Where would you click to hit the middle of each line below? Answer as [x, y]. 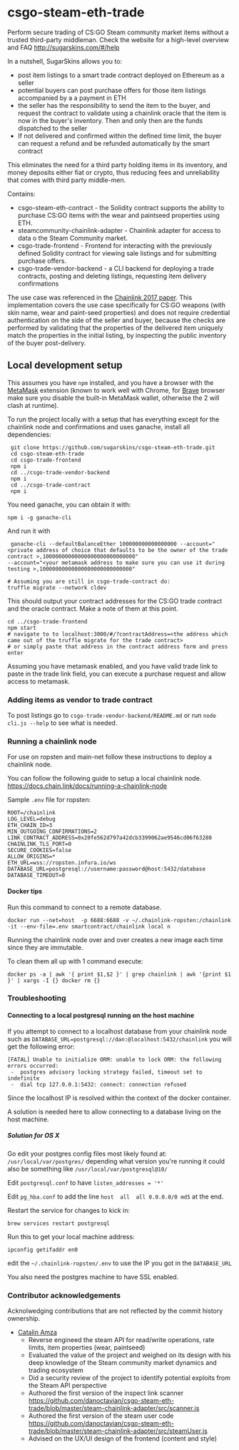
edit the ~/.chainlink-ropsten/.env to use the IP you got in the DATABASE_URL [119, 1263]
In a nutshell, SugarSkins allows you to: [65, 61]
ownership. [24, 1318]
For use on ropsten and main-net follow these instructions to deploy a [110, 757]
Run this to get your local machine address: [71, 1236]
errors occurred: [33, 1066]
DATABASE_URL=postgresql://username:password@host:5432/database [106, 869]
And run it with [29, 531]
